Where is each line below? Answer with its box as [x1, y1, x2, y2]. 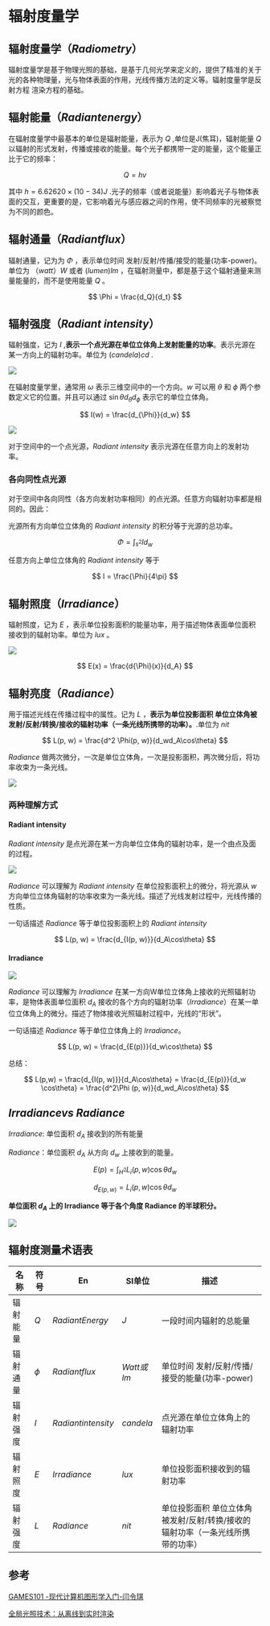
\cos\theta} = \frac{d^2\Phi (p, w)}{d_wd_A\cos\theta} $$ [40, 1083, 230, 1093]
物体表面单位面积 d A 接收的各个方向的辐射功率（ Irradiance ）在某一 [29, 997, 252, 1009]
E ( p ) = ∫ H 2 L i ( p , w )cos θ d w [93, 1165, 177, 1176]
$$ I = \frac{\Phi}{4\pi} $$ [92, 571, 178, 581]
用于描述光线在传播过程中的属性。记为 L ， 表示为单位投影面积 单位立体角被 [8, 709, 258, 719]
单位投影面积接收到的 [162, 1463, 243, 1475]
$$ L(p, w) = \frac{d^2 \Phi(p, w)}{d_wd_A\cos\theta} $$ [42, 735, 228, 745]
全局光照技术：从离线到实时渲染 [8, 1608, 114, 1618]
